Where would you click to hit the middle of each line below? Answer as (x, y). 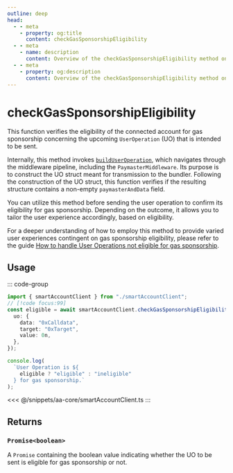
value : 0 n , (35, 336)
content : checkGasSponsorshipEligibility (86, 40)
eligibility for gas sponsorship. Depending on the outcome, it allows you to (113, 210)
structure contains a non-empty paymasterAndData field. (86, 189)
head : (15, 20)
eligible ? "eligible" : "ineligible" (76, 374)
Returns (25, 421)
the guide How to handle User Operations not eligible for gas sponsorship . (113, 246)
